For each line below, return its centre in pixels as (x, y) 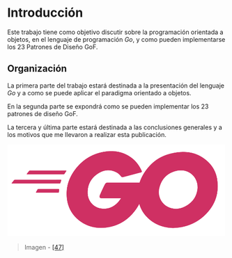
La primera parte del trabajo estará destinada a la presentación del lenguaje (116, 86)
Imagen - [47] (44, 247)
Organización (37, 68)
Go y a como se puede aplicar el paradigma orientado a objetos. (99, 92)
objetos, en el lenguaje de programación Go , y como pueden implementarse (116, 39)
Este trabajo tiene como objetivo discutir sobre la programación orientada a (115, 32)
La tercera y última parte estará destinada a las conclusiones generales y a (115, 127)
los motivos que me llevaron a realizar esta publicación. (87, 134)
